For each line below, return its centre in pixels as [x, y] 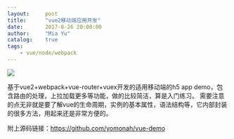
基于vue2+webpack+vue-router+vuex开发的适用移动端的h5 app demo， [112, 87]
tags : [15, 46]
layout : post [33, 14]
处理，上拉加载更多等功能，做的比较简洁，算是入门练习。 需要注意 [128, 95]
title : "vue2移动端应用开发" [54, 20]
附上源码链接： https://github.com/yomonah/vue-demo [86, 128]
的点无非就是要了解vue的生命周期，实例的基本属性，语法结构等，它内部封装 [117, 104]
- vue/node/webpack [48, 53]
